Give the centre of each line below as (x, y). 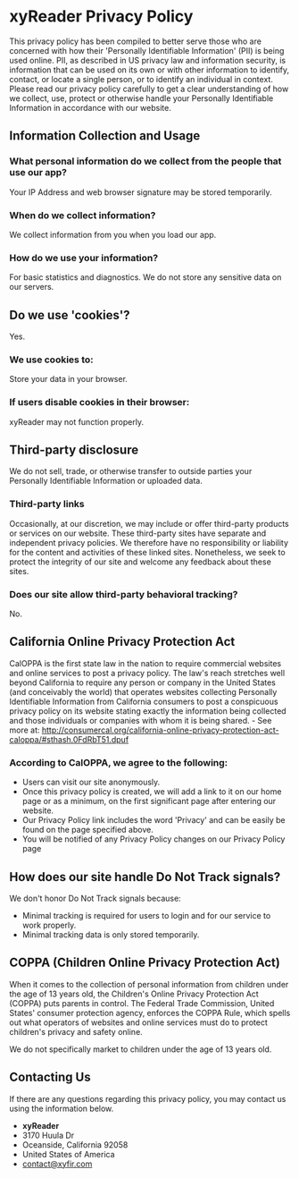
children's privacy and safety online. (76, 1031)
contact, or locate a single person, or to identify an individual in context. (141, 79)
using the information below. (62, 1108)
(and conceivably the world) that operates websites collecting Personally (143, 691)
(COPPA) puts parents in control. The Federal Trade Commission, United (142, 1003)
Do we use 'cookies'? (70, 315)
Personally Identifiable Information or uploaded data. (106, 481)
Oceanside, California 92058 (75, 1144)
